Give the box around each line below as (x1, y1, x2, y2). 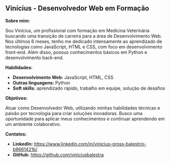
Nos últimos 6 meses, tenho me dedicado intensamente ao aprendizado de (5, 38, 162, 44)
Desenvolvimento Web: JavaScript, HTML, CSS (12, 74, 114, 80)
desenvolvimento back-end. (5, 55, 64, 61)
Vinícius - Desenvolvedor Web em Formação (5, 4, 150, 13)
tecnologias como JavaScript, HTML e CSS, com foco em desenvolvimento (5, 43, 162, 50)
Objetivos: (5, 95, 28, 101)
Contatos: (5, 131, 27, 137)
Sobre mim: (5, 17, 30, 23)
